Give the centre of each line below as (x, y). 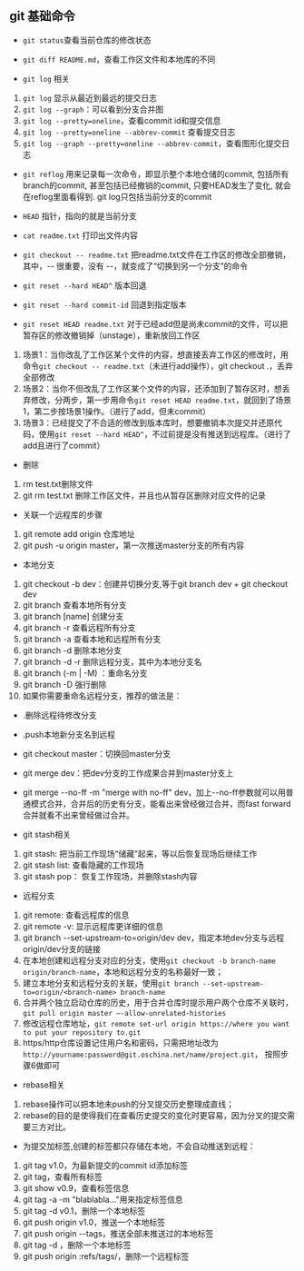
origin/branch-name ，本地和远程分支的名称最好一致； (123, 971)
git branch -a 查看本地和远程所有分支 (92, 639)
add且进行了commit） (64, 445)
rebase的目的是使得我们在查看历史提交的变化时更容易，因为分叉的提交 (155, 1115)
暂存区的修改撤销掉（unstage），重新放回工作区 (111, 335)
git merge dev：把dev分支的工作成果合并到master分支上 (128, 773)
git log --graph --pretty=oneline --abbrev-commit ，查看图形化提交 (152, 143)
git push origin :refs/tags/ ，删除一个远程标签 (106, 1256)
